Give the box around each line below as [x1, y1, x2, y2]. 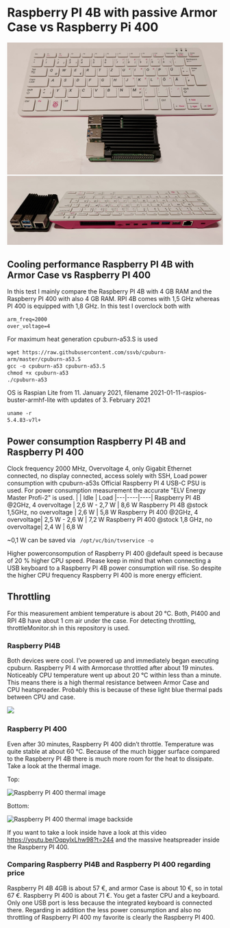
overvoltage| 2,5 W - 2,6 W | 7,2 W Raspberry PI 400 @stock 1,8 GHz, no [7, 516, 213, 524]
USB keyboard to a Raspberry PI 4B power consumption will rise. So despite [7, 564, 222, 572]
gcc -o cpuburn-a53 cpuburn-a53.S [7, 363, 106, 370]
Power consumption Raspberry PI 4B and [7, 436, 186, 447]
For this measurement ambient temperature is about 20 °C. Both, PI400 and [7, 609, 220, 617]
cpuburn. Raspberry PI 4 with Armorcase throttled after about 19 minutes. [7, 664, 214, 672]
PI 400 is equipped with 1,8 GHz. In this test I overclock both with [7, 302, 190, 310]
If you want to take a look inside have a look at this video [7, 828, 167, 836]
